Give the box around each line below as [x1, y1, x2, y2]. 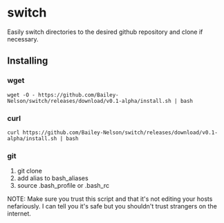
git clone [17, 167, 43, 175]
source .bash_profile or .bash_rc [17, 182, 109, 190]
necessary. [7, 35, 39, 43]
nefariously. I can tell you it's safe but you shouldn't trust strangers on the [7, 202, 218, 211]
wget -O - [7, 91, 36, 98]
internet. [7, 209, 31, 218]
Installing [7, 55, 48, 67]
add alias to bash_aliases [17, 174, 88, 182]
